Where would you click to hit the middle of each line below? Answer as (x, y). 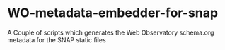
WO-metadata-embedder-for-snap (112, 13)
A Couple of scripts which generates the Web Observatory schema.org (111, 32)
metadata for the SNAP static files (57, 39)
